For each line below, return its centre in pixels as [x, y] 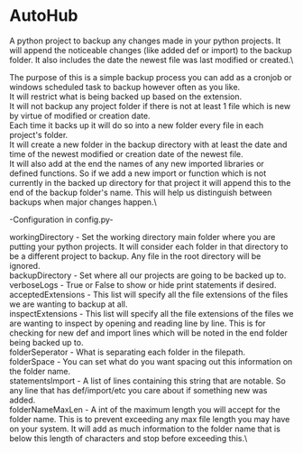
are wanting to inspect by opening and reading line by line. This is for [138, 323]
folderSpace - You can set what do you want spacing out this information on [151, 361]
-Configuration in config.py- [61, 219]
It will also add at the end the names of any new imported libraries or [137, 163]
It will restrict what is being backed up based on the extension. [125, 97]
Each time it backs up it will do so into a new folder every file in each [137, 125]
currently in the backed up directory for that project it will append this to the [150, 182]
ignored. [25, 265]
